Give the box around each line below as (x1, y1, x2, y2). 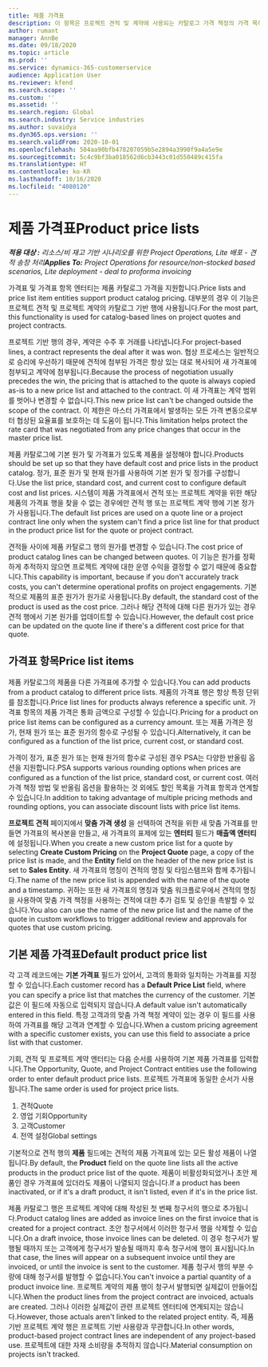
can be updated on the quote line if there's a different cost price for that (8, 620, 245, 630)
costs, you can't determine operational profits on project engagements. (8, 581, 242, 592)
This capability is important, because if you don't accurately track (22, 572, 239, 581)
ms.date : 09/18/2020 (8, 42, 77, 50)
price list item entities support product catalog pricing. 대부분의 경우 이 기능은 (8, 293, 259, 302)
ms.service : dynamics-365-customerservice (8, 64, 152, 72)
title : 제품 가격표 (8, 11, 65, 20)
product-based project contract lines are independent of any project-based (8, 1331, 256, 1341)
